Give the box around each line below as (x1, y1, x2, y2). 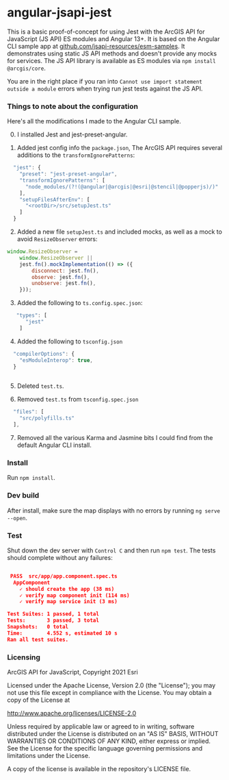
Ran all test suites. (7, 636, 69, 643)
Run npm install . (7, 474, 56, 482)
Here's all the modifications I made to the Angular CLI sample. (7, 117, 181, 125)
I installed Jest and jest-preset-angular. (16, 130, 128, 138)
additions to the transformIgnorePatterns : (16, 151, 135, 159)
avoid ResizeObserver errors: (16, 235, 98, 243)
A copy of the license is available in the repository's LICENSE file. (7, 764, 191, 772)
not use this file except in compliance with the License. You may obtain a (7, 688, 212, 696)
